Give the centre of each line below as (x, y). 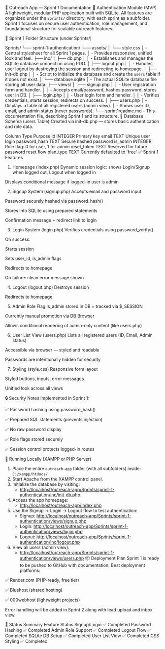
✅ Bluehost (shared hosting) (34, 590)
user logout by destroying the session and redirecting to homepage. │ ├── (81, 69)
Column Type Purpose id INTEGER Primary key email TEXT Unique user (78, 136)
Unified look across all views (34, 388)
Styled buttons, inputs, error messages (45, 379)
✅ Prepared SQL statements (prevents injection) (54, 419)
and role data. (19, 127)
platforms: (30, 570)
